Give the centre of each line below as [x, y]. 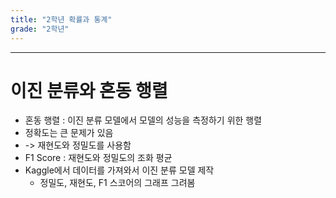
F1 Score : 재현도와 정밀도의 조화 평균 [98, 158]
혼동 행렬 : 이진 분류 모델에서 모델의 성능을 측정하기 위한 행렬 [143, 120]
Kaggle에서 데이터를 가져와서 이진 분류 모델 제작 [119, 170]
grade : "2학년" [40, 29]
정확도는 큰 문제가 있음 [69, 133]
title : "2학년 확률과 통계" [61, 19]
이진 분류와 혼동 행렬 [89, 90]
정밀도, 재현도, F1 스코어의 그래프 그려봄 [117, 183]
